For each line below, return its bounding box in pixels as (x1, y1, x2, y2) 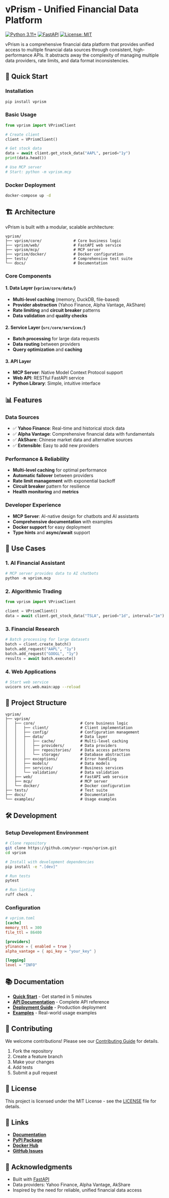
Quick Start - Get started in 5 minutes (12, 993, 92, 1000)
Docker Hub (12, 1142, 39, 1149)
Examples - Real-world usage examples (12, 1010, 97, 1016)
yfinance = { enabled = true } (5, 944, 72, 949)
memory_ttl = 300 (5, 925, 42, 931)
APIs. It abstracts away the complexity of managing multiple (33, 52, 159, 58)
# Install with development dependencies (5, 859, 94, 864)
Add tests (12, 1064, 33, 1070)
